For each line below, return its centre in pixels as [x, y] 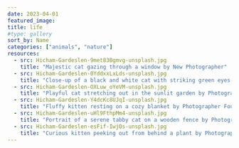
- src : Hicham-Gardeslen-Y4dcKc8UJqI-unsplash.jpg [90, 100]
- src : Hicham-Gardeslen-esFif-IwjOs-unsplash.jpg [90, 126]
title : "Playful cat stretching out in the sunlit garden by [112, 93]
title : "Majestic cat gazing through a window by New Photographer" [124, 67]
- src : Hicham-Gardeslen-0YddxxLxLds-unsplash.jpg [90, 73]
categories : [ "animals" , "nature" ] [60, 47]
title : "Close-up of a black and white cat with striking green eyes [126, 80]
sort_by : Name [28, 41]
